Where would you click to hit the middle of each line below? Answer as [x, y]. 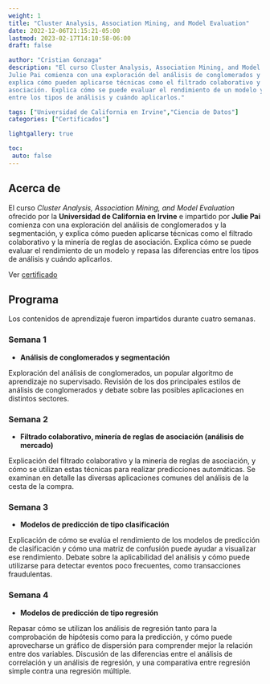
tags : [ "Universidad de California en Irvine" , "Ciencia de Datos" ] [124, 112]
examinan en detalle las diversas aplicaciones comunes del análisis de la [129, 478]
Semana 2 [28, 419]
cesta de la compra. [41, 486]
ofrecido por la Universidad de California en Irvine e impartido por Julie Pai [135, 216]
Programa [33, 299]
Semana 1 [27, 340]
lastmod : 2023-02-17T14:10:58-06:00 [70, 38]
